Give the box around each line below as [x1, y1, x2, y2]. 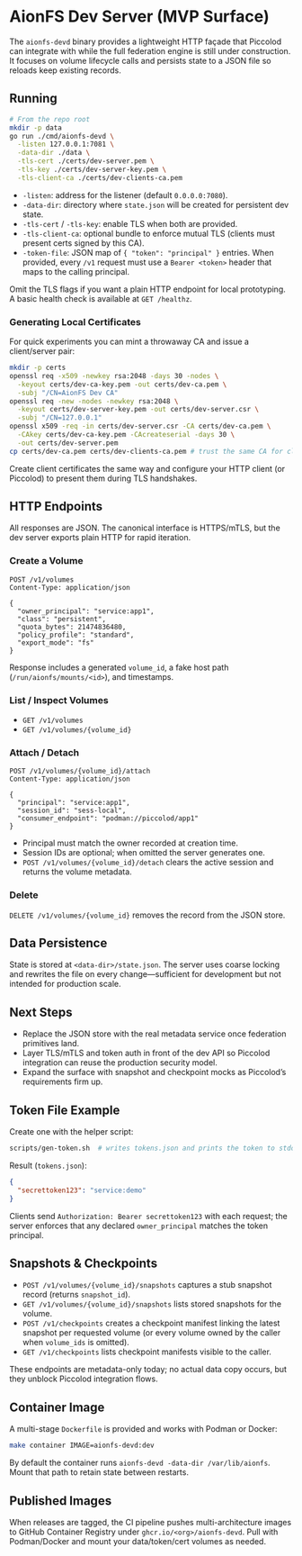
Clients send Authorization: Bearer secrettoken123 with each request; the [9, 1210, 288, 1221]
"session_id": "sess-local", [17, 806, 127, 816]
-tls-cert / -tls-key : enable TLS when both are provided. [22, 218, 238, 229]
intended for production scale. [9, 979, 121, 990]
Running [9, 91, 58, 106]
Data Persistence [9, 936, 108, 951]
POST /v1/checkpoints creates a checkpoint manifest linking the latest [22, 1317, 280, 1329]
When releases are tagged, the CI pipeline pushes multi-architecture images [9, 1516, 292, 1527]
